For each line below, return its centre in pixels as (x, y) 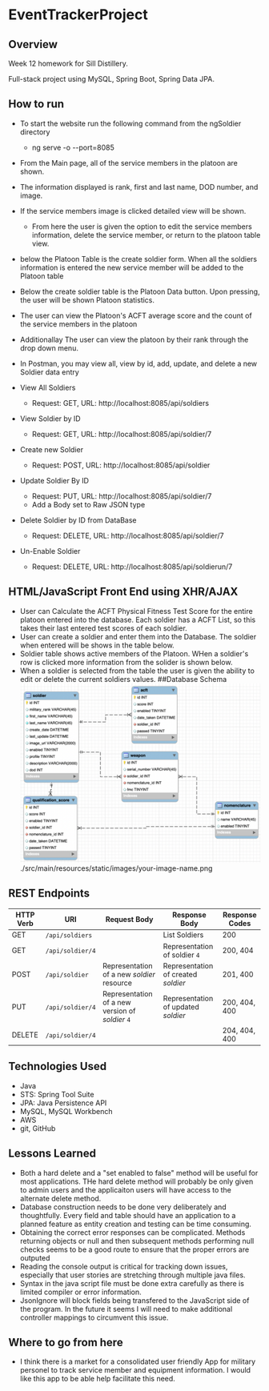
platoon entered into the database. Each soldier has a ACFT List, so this (138, 619)
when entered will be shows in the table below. (97, 645)
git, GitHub (38, 1128)
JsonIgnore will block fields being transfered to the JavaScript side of (134, 1300)
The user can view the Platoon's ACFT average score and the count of (136, 315)
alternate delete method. (60, 1198)
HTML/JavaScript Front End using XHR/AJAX (123, 592)
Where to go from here (66, 1342)
